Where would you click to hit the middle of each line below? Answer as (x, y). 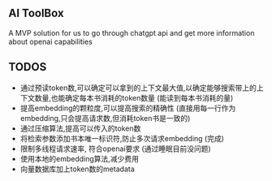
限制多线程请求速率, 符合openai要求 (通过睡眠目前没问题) (115, 149)
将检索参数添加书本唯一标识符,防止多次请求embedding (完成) (122, 138)
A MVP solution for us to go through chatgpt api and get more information (132, 32)
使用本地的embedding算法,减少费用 (80, 158)
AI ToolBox (36, 13)
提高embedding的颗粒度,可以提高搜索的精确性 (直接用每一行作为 (128, 108)
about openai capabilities (51, 41)
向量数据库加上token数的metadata (78, 169)
